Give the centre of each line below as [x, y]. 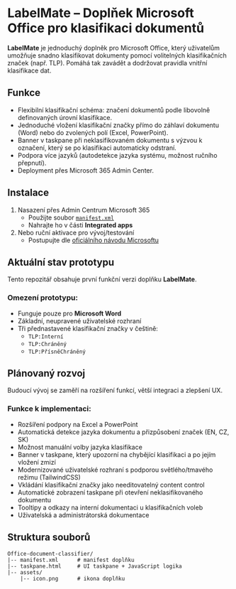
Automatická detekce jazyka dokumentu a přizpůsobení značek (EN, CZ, [123, 432]
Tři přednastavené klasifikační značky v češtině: [88, 328]
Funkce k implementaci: [49, 409]
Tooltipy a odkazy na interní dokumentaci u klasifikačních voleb [110, 507]
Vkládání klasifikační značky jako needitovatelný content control [111, 485]
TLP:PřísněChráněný [57, 352]
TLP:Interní [46, 336]
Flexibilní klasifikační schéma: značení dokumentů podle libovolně [114, 110]
